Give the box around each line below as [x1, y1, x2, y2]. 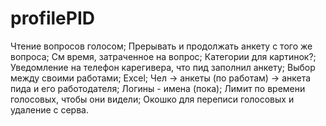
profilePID [10, 7, 95, 30]
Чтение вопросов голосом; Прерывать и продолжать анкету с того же [10, 40, 313, 52]
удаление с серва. [10, 103, 89, 116]
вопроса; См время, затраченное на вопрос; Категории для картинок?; [10, 50, 317, 62]
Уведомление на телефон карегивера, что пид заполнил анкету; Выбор [10, 61, 316, 73]
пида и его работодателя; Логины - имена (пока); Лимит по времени [10, 82, 306, 94]
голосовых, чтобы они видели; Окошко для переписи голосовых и [10, 93, 295, 105]
